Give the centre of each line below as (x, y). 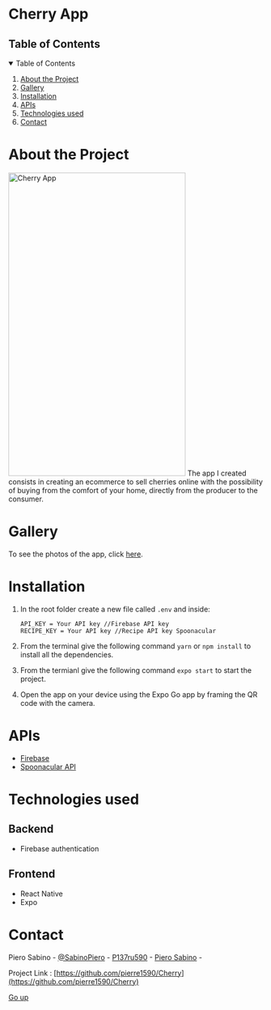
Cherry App (49, 14)
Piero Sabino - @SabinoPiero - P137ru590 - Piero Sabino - (105, 957)
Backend (31, 829)
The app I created (217, 473)
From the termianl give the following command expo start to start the (136, 670)
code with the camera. (57, 703)
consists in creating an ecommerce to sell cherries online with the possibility (135, 481)
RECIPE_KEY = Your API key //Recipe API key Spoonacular (118, 631)
